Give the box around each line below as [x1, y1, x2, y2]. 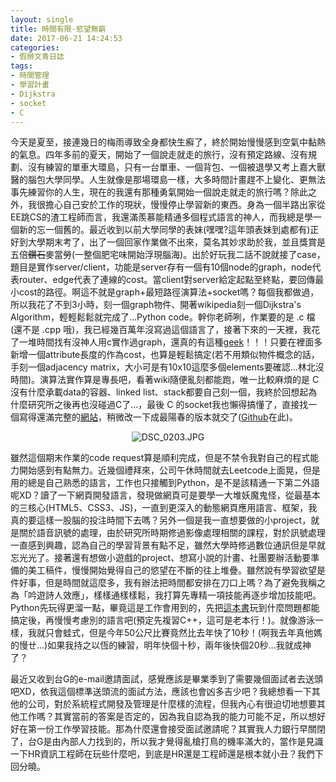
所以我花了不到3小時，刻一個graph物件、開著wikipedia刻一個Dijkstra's [10, 299, 302, 311]
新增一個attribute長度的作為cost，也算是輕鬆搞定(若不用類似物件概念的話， [10, 349, 320, 361]
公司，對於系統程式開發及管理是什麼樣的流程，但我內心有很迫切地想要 [27, 698, 317, 710]
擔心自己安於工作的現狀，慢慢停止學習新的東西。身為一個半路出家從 [44, 199, 326, 211]
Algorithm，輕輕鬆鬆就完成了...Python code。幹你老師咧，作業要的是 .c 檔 [10, 311, 316, 323]
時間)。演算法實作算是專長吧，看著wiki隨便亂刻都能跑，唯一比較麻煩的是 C [10, 374, 320, 386]
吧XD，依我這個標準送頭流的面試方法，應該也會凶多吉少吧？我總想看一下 [10, 686, 312, 698]
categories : [10, 42, 60, 53]
